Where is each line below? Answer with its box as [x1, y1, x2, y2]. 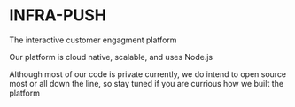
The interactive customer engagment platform [9, 34, 177, 45]
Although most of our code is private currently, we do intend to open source [9, 68, 287, 80]
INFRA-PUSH [9, 5, 106, 26]
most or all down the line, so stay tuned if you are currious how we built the [9, 78, 284, 88]
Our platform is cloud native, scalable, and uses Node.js [9, 51, 213, 62]
